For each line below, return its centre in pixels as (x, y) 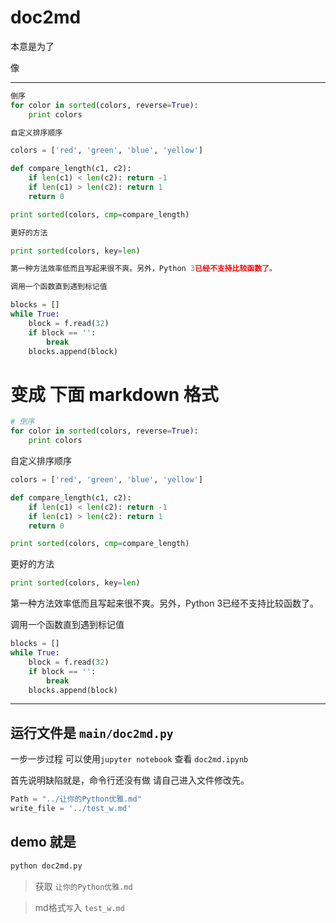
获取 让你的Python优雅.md (83, 886)
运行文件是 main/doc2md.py (92, 732)
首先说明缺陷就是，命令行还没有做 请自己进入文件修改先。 (130, 780)
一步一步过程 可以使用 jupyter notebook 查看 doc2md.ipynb (129, 759)
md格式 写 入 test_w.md (79, 907)
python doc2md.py (46, 866)
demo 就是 (43, 842)
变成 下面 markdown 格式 (114, 394)
